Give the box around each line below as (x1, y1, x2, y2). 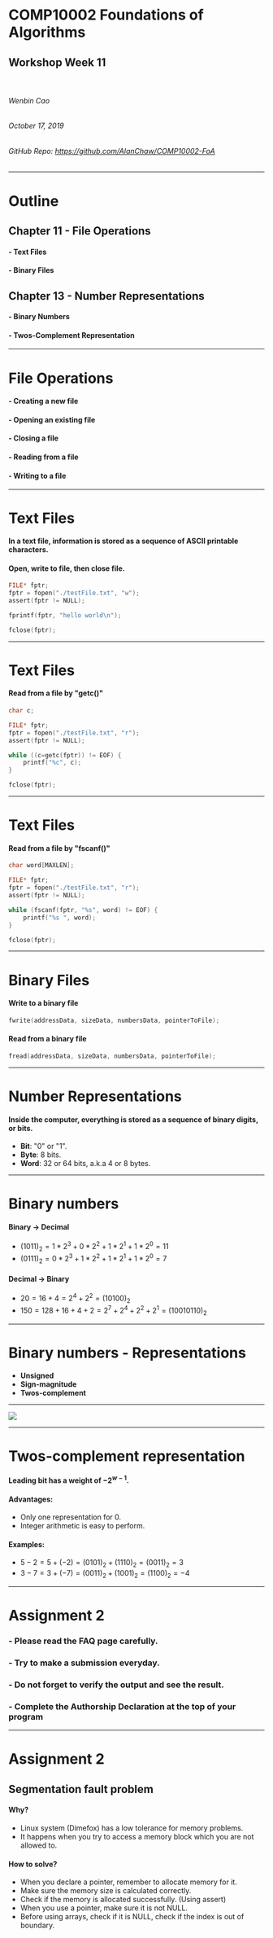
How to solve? (8, 1859, 58, 1869)
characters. (8, 545, 49, 555)
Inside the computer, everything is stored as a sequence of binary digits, (8, 1114, 258, 1125)
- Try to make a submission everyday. (8, 1657, 160, 1668)
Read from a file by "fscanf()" (8, 843, 111, 853)
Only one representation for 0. (19, 1512, 122, 1522)
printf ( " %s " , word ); (23, 914, 96, 922)
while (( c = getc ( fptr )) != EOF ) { (8, 751, 122, 759)
